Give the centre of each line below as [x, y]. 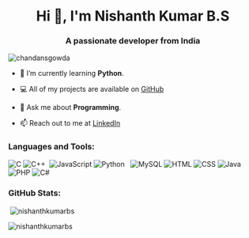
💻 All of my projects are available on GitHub [92, 89]
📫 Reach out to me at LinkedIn [70, 123]
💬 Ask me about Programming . [70, 108]
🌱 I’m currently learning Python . [72, 74]
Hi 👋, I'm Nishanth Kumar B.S [133, 16]
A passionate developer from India [133, 41]
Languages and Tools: [51, 147]
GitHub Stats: [35, 193]
